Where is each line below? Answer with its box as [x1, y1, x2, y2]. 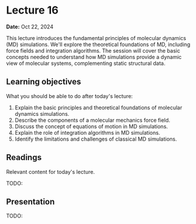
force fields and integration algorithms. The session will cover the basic [6, 47, 181, 54]
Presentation [6, 196, 55, 207]
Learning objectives [6, 77, 82, 87]
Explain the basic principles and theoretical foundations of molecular [14, 104, 182, 111]
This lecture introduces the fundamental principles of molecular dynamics [6, 34, 187, 41]
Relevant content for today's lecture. [6, 168, 95, 175]
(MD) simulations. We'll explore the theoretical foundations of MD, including [6, 41, 191, 48]
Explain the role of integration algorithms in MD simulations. [14, 129, 160, 136]
